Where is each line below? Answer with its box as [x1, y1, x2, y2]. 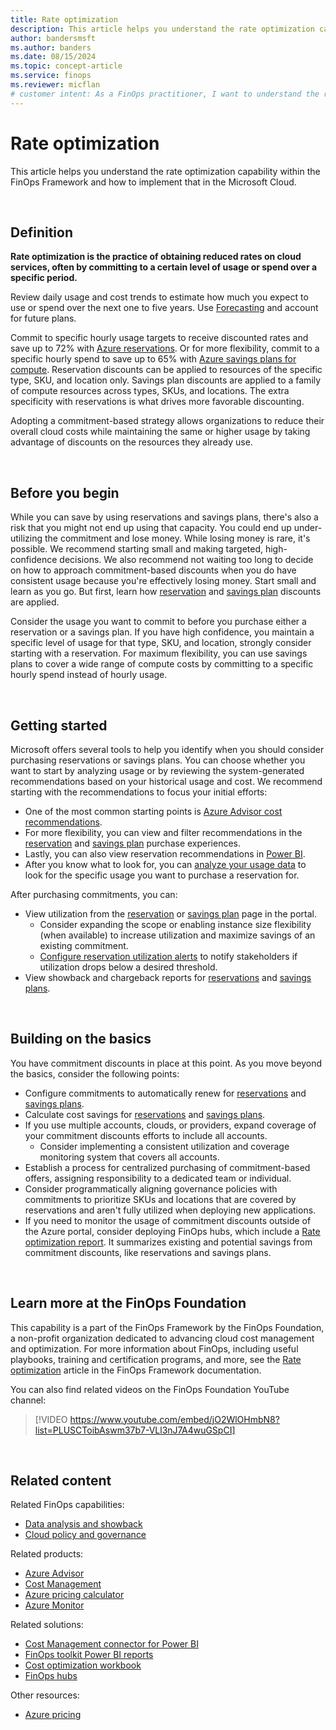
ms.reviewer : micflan [10, 80, 101, 90]
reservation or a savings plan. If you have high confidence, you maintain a [10, 626, 315, 638]
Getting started [10, 717, 108, 734]
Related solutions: [10, 1619, 84, 1631]
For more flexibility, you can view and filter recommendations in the [24, 827, 303, 838]
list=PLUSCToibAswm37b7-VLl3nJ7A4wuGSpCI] [34, 1424, 236, 1436]
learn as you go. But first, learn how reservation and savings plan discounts [10, 586, 322, 598]
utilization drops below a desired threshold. [39, 961, 218, 973]
